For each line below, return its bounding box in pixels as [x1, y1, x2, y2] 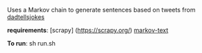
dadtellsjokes [7, 13, 45, 21]
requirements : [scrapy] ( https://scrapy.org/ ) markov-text [7, 26, 168, 34]
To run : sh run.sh [7, 39, 56, 47]
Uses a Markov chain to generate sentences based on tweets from [7, 6, 196, 14]
